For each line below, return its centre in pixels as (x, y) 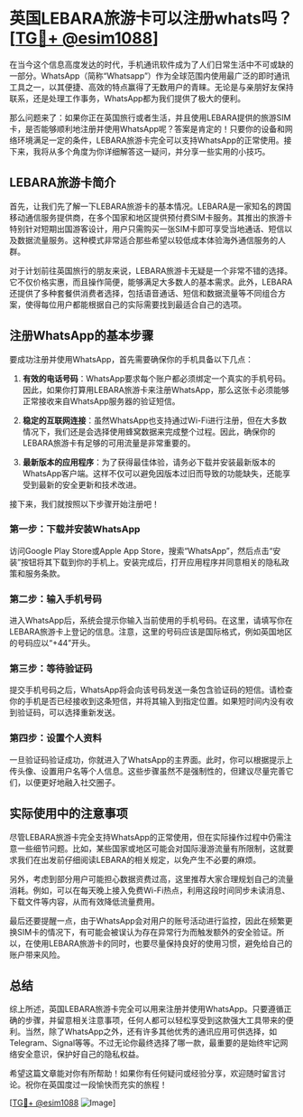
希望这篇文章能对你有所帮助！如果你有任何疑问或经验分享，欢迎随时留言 (143, 1074)
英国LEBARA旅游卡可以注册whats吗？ (151, 19)
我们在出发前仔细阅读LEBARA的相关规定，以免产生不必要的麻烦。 (139, 859)
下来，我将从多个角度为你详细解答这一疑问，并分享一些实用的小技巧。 (140, 151)
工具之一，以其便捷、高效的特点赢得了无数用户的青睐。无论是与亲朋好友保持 (151, 87)
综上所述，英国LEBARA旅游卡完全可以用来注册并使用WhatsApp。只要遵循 (147, 1009)
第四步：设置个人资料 (55, 738)
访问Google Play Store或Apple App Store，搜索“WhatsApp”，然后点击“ (141, 550)
